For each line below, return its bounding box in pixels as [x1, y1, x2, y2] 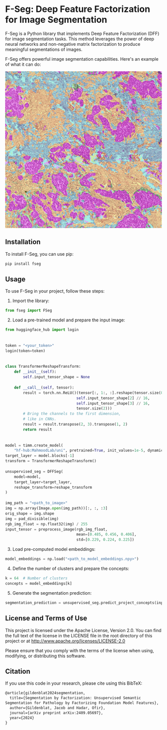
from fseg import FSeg [5, 308, 52, 313]
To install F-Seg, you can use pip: [5, 251, 74, 257]
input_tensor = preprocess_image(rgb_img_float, [5, 526, 108, 532]
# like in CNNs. [23, 417, 57, 421]
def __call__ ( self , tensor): [14, 385, 75, 390]
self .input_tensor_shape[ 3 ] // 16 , [76, 401, 150, 406]
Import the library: [12, 298, 50, 304]
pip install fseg [5, 261, 41, 266]
